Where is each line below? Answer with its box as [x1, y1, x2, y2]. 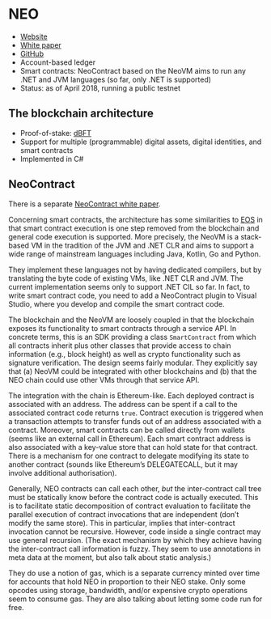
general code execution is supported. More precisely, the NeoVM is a [8, 231, 239, 241]
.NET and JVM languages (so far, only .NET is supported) [19, 74, 212, 84]
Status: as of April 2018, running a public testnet [19, 83, 180, 93]
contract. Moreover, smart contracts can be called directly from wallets [8, 425, 245, 435]
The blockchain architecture [8, 107, 154, 121]
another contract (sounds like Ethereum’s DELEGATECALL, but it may [8, 459, 239, 469]
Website [19, 32, 49, 41]
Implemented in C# [19, 154, 84, 163]
